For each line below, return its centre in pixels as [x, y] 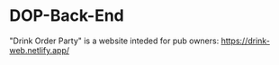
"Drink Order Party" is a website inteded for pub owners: [114, 41]
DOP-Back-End [67, 16]
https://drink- [245, 41]
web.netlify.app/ [40, 50]
